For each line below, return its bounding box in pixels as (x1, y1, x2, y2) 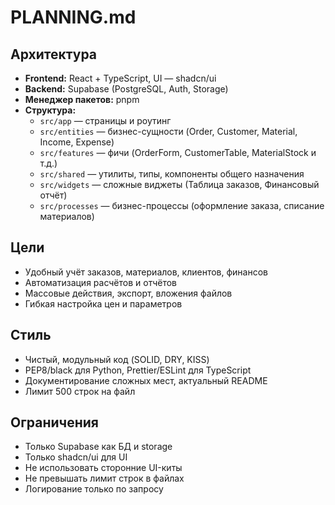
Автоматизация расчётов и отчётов (24, 276, 178, 288)
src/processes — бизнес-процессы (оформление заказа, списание (39, 200, 325, 211)
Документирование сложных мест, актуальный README (24, 374, 268, 386)
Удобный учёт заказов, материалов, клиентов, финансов (24, 266, 268, 278)
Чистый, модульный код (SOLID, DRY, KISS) (24, 353, 210, 365)
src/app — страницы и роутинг (39, 115, 172, 126)
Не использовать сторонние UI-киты (24, 462, 183, 474)
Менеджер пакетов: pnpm (24, 94, 140, 105)
